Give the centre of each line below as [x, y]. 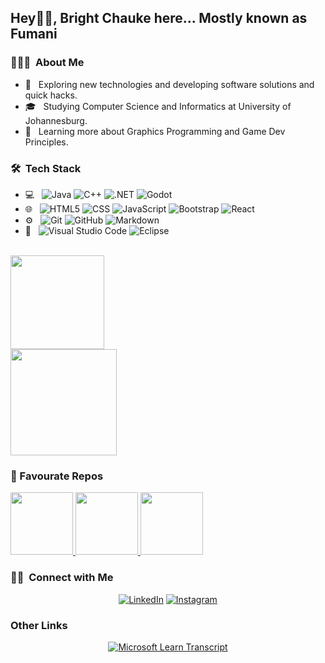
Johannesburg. [56, 120]
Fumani [34, 34]
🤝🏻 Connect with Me [62, 578]
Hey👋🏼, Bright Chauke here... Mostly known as [159, 18]
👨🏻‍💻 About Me [47, 63]
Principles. [46, 142]
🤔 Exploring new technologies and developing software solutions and [169, 84]
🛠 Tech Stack [46, 168]
